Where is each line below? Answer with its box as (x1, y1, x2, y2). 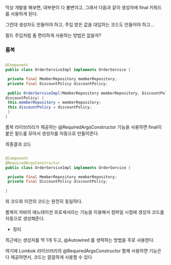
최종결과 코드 (5, 141, 32, 147)
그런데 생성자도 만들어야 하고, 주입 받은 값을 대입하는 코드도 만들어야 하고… (5, 22, 154, 27)
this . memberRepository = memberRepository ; (7, 100, 101, 105)
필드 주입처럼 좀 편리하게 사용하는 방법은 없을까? (5, 32, 102, 38)
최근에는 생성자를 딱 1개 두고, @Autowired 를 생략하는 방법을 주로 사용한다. (5, 237, 155, 243)
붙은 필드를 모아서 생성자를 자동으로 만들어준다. (5, 130, 99, 136)
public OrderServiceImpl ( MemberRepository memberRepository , (7, 90, 140, 95)
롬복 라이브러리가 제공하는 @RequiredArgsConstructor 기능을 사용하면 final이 (5, 124, 162, 130)
